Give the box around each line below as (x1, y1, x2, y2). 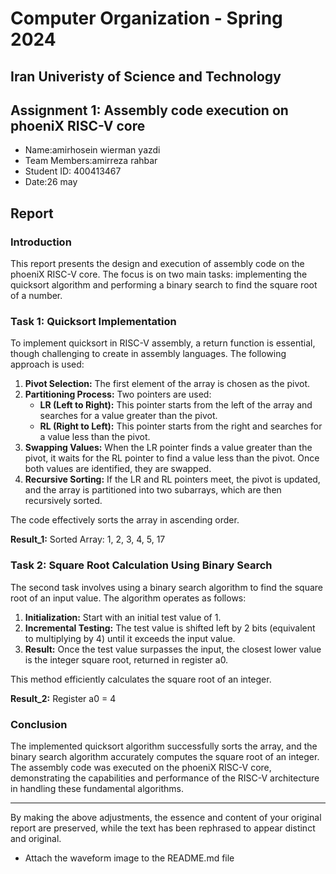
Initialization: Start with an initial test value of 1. (24, 611, 222, 623)
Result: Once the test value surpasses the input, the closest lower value (24, 643, 322, 655)
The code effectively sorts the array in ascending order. (10, 514, 240, 526)
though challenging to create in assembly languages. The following (10, 348, 287, 360)
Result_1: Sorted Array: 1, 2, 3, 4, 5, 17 (10, 533, 166, 546)
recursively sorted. (24, 495, 103, 507)
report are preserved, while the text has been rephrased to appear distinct (10, 822, 316, 834)
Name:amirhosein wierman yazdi (24, 144, 161, 156)
